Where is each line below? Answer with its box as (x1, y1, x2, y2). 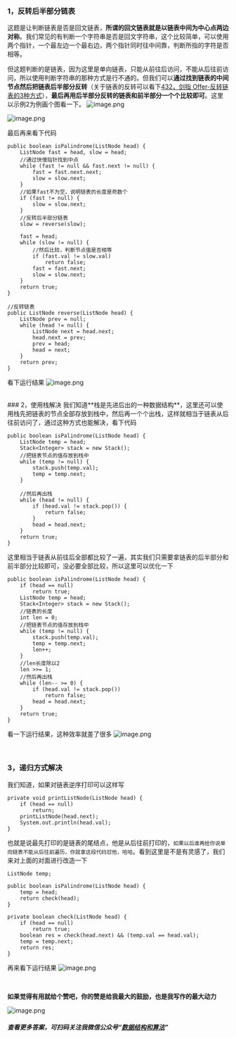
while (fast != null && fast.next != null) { (20, 163, 156, 170)
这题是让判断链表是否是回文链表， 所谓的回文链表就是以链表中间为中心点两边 (7, 23, 229, 32)
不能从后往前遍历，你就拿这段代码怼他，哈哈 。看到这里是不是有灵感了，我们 (22, 847, 225, 856)
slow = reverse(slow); (20, 220, 86, 228)
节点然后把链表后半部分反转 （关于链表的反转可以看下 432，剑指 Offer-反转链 (7, 82, 229, 91)
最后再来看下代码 (7, 129, 57, 137)
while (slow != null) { (20, 239, 90, 246)
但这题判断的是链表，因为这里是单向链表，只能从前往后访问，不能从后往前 (7, 65, 223, 73)
